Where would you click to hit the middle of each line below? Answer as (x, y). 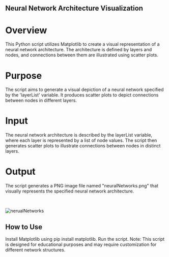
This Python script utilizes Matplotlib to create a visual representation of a (82, 44)
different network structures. (35, 250)
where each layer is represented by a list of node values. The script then (81, 140)
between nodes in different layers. (41, 101)
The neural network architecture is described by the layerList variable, (79, 135)
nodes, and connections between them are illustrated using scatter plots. (82, 55)
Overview (26, 30)
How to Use (24, 227)
